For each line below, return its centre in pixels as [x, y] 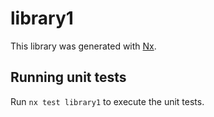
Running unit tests [68, 77]
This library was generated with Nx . [83, 46]
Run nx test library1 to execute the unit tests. [107, 101]
